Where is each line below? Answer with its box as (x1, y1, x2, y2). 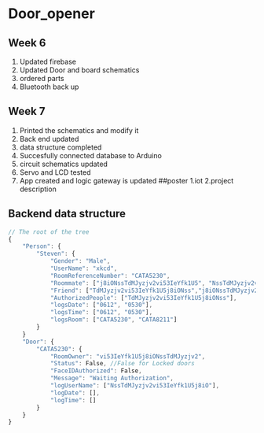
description (19, 184, 57, 194)
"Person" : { (22, 242, 61, 250)
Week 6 (8, 36, 46, 50)
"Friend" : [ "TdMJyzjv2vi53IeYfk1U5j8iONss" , (49, 287, 199, 294)
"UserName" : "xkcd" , (49, 265, 118, 272)
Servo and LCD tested (19, 167, 91, 177)
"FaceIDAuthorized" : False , (49, 367, 143, 375)
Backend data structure (8, 207, 126, 220)
